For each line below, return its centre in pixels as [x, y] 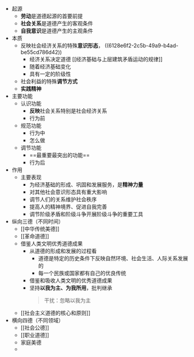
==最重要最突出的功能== [60, 155]
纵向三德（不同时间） [37, 221]
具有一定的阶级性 [50, 74]
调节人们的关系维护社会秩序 [63, 199]
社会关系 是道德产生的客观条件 [57, 23]
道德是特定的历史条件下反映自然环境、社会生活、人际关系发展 [113, 258]
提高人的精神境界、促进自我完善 [68, 207]
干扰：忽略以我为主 [68, 300]
